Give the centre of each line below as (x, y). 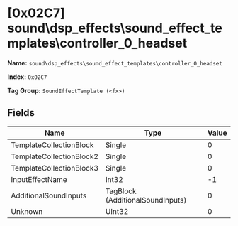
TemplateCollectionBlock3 (55, 168)
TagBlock (121, 191)
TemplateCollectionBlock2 (55, 156)
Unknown (27, 211)
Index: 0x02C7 (27, 77)
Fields (21, 113)
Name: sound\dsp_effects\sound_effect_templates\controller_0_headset (115, 63)
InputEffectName (39, 179)
